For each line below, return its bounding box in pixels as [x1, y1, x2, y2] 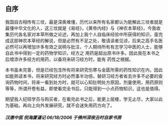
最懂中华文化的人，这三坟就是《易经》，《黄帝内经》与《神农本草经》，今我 [5, 25, 156, 31]
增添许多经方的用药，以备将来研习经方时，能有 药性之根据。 [9, 56, 133, 62]
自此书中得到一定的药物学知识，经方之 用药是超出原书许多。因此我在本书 [5, 50, 155, 56]
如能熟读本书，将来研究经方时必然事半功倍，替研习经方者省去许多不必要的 [5, 73, 158, 79]
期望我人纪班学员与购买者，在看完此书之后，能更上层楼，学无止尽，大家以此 [5, 96, 163, 102]
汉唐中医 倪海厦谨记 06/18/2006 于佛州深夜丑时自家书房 [5, 115, 121, 121]
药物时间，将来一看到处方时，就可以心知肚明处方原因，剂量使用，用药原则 [9, 79, 163, 85]
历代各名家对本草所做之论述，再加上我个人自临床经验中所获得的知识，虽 [9, 31, 158, 37]
